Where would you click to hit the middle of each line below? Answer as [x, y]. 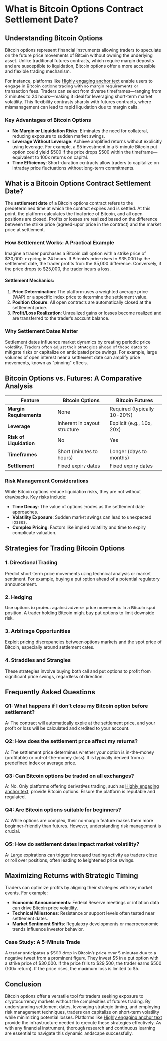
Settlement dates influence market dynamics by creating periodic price [78, 342]
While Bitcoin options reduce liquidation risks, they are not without [73, 492]
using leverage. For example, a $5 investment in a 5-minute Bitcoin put [85, 147]
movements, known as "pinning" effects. [47, 363]
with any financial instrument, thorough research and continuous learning [80, 1028]
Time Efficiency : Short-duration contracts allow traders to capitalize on [85, 163]
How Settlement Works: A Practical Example [60, 243]
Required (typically [132, 409]
